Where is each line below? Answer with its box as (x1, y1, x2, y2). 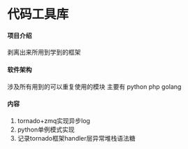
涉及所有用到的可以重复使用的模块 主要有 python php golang (7, 82, 182, 91)
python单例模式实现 (17, 125, 75, 134)
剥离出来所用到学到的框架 (7, 48, 81, 57)
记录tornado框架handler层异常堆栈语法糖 (17, 134, 136, 142)
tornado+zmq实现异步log (17, 116, 91, 125)
